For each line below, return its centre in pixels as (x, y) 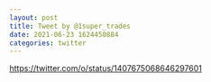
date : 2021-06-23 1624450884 (64, 34)
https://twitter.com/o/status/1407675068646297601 (106, 68)
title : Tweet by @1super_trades (70, 26)
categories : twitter (48, 43)
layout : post (34, 18)
